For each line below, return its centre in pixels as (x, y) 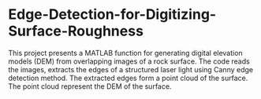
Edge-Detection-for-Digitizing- (112, 15)
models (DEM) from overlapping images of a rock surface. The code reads (129, 61)
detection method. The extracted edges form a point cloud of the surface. (128, 78)
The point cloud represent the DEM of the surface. (90, 86)
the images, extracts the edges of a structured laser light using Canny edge (131, 69)
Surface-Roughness (76, 31)
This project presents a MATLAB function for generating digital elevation (125, 53)
